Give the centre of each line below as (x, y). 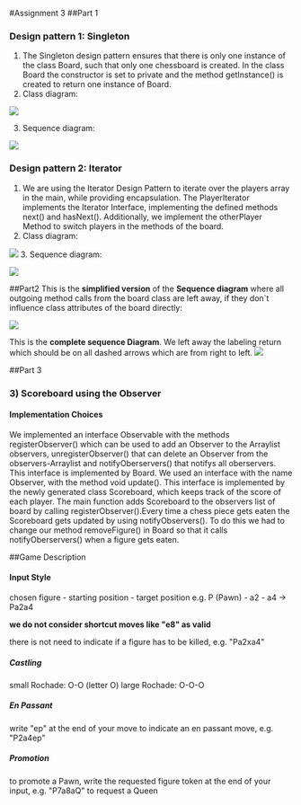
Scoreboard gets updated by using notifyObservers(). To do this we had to (147, 520)
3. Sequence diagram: (61, 254)
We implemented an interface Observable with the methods (120, 434)
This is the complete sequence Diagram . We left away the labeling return (145, 341)
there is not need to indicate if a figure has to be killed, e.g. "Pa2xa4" (137, 641)
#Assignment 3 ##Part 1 (54, 13)
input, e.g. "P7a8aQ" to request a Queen (84, 791)
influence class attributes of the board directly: (96, 307)
